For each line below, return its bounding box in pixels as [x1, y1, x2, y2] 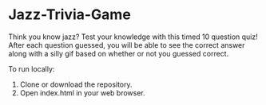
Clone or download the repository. [19, 80, 133, 89]
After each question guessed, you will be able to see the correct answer [8, 40, 245, 49]
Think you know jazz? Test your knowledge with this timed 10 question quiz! [8, 32, 258, 41]
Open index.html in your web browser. [19, 87, 145, 97]
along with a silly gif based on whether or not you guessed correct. [8, 49, 229, 58]
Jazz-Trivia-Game [8, 6, 132, 24]
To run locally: [8, 64, 55, 73]
